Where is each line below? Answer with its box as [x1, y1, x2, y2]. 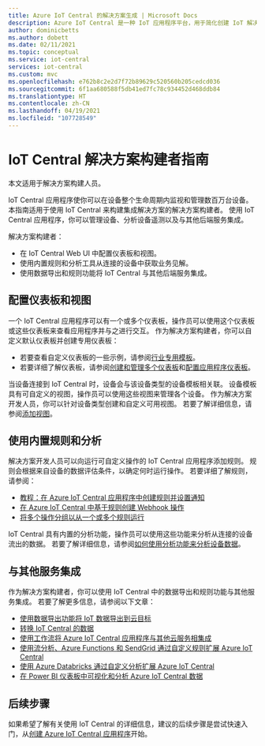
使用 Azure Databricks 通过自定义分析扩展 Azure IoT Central [19, 662, 215, 671]
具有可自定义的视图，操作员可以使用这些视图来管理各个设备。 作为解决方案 [8, 388, 252, 399]
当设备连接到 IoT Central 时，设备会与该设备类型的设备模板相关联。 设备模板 [8, 379, 257, 388]
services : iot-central [8, 63, 83, 71]
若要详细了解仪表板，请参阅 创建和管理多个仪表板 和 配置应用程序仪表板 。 [19, 362, 255, 372]
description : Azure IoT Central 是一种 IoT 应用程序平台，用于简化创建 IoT [8, 19, 244, 27]
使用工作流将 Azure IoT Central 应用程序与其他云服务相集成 [19, 633, 212, 643]
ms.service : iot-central [8, 56, 90, 64]
